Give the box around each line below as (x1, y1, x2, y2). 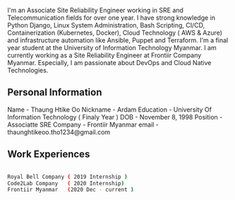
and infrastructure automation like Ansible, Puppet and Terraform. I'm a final (7, 36, 229, 45)
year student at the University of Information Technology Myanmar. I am (7, 44, 217, 52)
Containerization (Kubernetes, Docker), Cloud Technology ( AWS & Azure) (7, 28, 222, 37)
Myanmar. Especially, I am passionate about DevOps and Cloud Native (7, 59, 212, 66)
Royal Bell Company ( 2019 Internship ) (7, 173, 128, 180)
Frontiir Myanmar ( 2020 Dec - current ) (7, 187, 134, 194)
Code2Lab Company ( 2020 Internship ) (7, 180, 125, 187)
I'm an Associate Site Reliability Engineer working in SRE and (7, 6, 183, 14)
